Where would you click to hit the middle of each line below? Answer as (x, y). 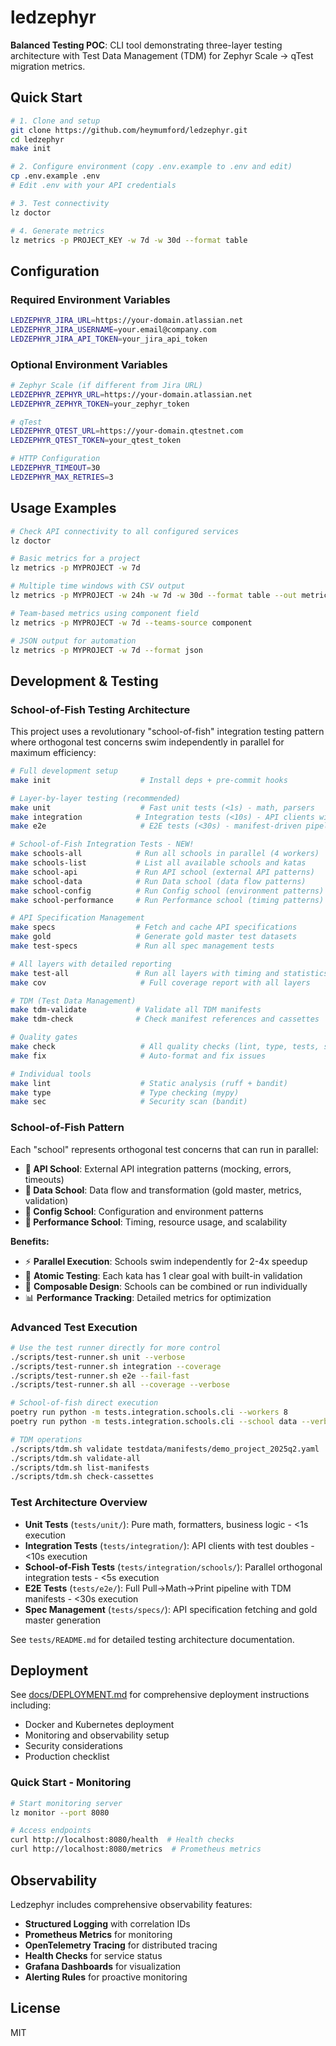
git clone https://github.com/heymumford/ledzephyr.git (129, 130)
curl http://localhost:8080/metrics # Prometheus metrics (136, 1849)
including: (31, 1705)
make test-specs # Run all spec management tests (142, 946)
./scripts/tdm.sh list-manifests (80, 1467)
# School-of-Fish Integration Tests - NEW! (102, 844)
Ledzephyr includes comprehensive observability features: (131, 1904)
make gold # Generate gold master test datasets (154, 937)
